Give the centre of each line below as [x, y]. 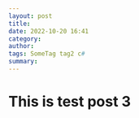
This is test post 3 [70, 102]
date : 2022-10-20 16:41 [49, 31]
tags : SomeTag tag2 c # [47, 54]
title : [20, 24]
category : [25, 39]
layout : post [30, 16]
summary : [23, 62]
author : [22, 46]
